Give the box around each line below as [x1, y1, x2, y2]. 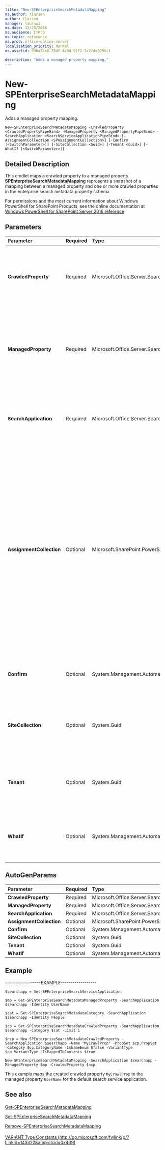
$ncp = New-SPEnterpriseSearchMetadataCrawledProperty [5, 1036, 120, 1041]
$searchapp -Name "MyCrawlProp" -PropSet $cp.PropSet [44, 1040, 157, 1046]
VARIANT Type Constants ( [5, 1134, 60, 1140]
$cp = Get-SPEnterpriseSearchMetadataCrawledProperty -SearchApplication [5, 1023, 160, 1029]
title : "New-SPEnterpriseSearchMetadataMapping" [5, 7, 107, 12]
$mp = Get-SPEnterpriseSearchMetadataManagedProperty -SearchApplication [5, 998, 160, 1003]
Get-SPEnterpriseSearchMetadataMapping [5, 1104, 92, 1110]
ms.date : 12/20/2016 [5, 26, 48, 30]
